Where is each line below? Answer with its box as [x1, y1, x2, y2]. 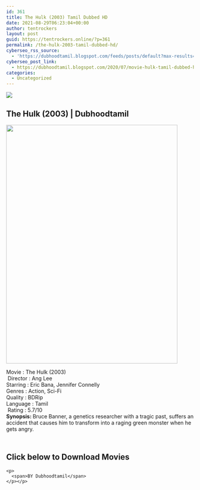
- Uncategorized [11, 75, 52, 81]
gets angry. [6, 425, 35, 433]
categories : [6, 70, 36, 76]
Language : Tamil [6, 400, 49, 407]
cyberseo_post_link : [6, 58, 58, 64]
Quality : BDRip [6, 393, 43, 400]
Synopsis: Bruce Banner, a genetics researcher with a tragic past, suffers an [6, 412, 194, 420]
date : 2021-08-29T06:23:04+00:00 [6, 20, 89, 26]
